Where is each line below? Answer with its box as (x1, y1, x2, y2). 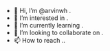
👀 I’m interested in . (13, 14, 69, 22)
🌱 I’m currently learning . (13, 21, 84, 29)
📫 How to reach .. (13, 37, 66, 44)
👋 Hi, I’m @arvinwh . (13, 7, 71, 14)
